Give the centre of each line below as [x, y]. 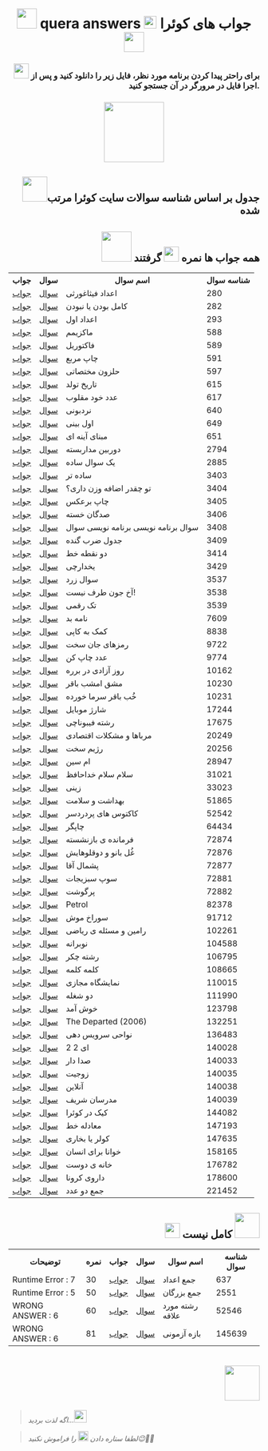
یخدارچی [81, 567]
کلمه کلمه [83, 970]
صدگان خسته [88, 515]
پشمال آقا [83, 866]
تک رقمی [81, 606]
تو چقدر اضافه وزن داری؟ [108, 488]
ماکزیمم [79, 332]
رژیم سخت [85, 748]
